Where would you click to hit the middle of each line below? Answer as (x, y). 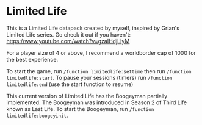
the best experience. (32, 59)
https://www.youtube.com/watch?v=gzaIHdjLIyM (68, 41)
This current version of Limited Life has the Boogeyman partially (87, 96)
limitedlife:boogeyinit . (37, 115)
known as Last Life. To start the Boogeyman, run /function (80, 109)
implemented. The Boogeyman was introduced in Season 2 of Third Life (97, 102)
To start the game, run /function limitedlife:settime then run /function (99, 71)
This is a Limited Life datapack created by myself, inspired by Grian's (93, 28)
